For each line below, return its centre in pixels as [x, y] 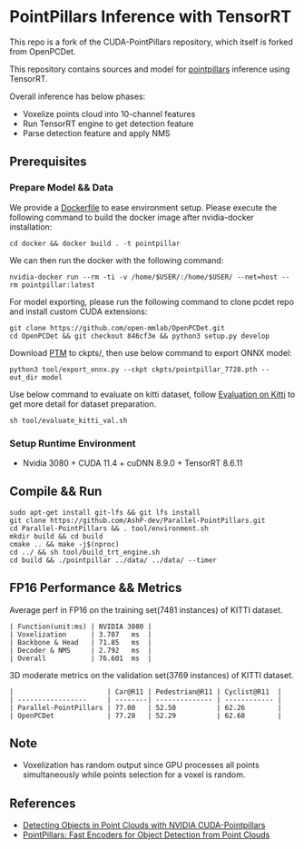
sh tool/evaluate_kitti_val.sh [69, 420]
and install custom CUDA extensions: [78, 311]
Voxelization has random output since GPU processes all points [141, 765]
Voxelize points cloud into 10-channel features [109, 114]
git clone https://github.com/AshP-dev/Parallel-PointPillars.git [137, 520]
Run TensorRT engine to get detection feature [108, 123]
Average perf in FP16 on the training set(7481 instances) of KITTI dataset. [146, 609]
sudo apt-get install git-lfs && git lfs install [105, 512]
